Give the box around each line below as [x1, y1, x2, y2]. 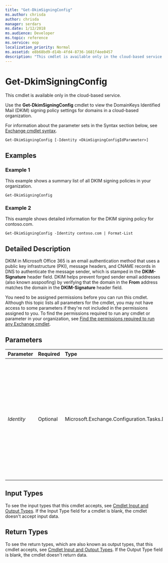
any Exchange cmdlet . [5, 321, 51, 327]
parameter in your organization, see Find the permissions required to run [5, 316, 155, 322]
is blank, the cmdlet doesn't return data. [5, 551, 87, 558]
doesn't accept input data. [5, 513, 59, 519]
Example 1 [5, 166, 30, 173]
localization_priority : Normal [5, 45, 70, 50]
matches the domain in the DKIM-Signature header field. [5, 285, 123, 291]
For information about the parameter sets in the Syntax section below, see [5, 123, 157, 129]
